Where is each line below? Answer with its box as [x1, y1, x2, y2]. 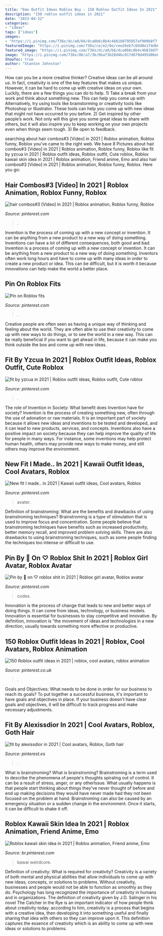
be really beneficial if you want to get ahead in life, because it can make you [5, 336, 157, 342]
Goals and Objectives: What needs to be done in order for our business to [5, 686, 152, 692]
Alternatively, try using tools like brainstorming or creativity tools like [5, 101, 142, 106]
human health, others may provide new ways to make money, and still [5, 441, 145, 446]
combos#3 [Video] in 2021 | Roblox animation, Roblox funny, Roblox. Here [5, 161, 153, 168]
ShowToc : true [5, 57, 34, 62]
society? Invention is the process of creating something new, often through [5, 409, 155, 416]
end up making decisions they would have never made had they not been [5, 790, 152, 796]
